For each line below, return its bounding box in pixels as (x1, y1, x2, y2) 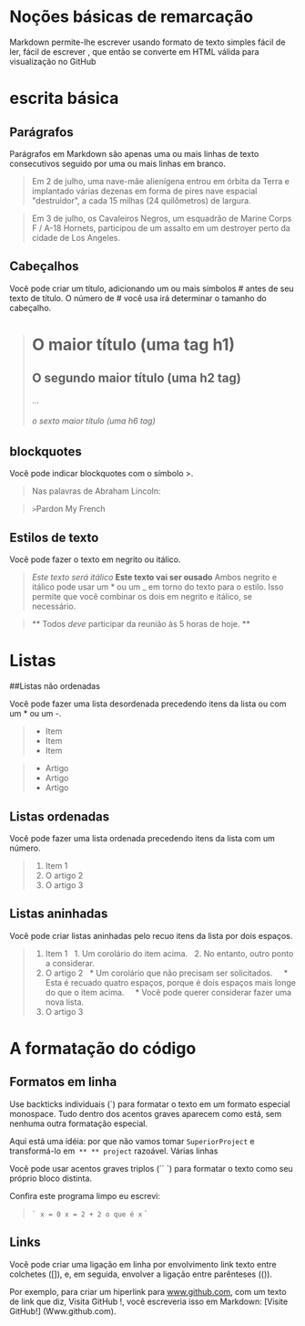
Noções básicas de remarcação (9, 6, 253, 27)
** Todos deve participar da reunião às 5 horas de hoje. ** (31, 619, 250, 630)
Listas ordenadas (9, 809, 110, 824)
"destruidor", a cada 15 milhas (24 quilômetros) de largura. (31, 194, 252, 206)
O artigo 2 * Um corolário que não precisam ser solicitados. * (45, 967, 289, 978)
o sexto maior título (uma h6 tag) (31, 415, 157, 426)
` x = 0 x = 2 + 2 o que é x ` (31, 1207, 147, 1219)
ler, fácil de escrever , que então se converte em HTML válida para (9, 46, 259, 57)
